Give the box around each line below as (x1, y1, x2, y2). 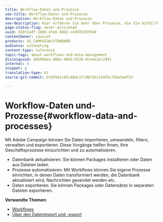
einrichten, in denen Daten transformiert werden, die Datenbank (12, 172, 140, 178)
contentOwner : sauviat (5, 34, 51, 39)
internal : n (5, 61, 29, 66)
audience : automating (5, 43, 49, 48)
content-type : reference (5, 48, 55, 52)
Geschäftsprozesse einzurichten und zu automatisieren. (5, 147, 117, 153)
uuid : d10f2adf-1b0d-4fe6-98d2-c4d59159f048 (5, 30, 97, 34)
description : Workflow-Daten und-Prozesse (5, 16, 92, 21)
